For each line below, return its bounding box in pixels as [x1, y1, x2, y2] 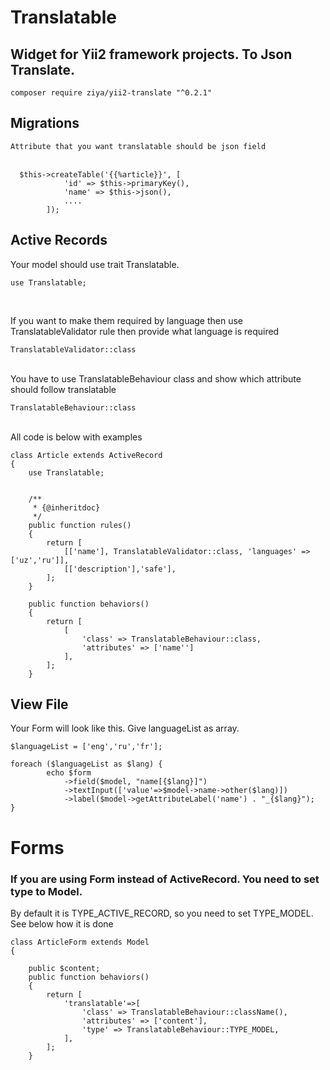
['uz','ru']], [10, 555, 70, 565]
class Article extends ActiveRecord [10, 450, 163, 460]
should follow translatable [10, 383, 117, 395]
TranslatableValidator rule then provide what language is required [10, 325, 280, 337]
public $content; [28, 963, 101, 973]
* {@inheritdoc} [32, 502, 101, 513]
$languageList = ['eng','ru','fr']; [10, 742, 163, 752]
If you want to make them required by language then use [10, 314, 244, 326]
